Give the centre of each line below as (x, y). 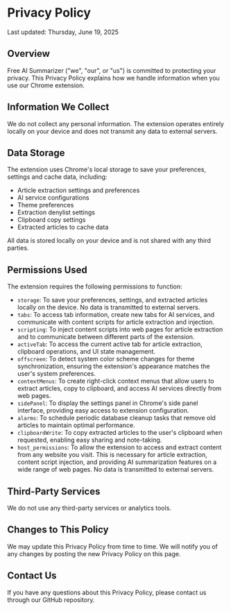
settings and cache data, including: (57, 177)
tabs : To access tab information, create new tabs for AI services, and (116, 315)
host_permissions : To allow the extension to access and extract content (119, 447)
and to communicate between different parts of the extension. (106, 337)
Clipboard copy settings (51, 220)
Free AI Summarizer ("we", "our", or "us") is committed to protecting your (112, 70)
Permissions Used (48, 269)
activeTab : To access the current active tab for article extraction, (110, 344)
